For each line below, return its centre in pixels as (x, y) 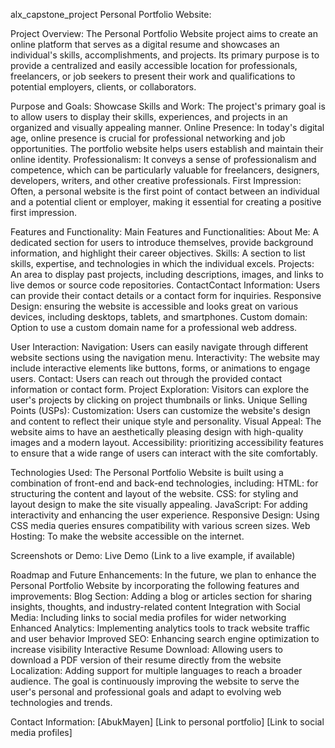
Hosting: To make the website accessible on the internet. (127, 536)
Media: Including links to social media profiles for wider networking (148, 617)
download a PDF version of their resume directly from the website (146, 660)
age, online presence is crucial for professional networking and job (148, 138)
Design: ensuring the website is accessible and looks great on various (154, 306)
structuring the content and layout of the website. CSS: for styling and (154, 493)
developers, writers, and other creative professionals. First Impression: (156, 180)
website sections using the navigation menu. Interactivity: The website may (165, 357)
